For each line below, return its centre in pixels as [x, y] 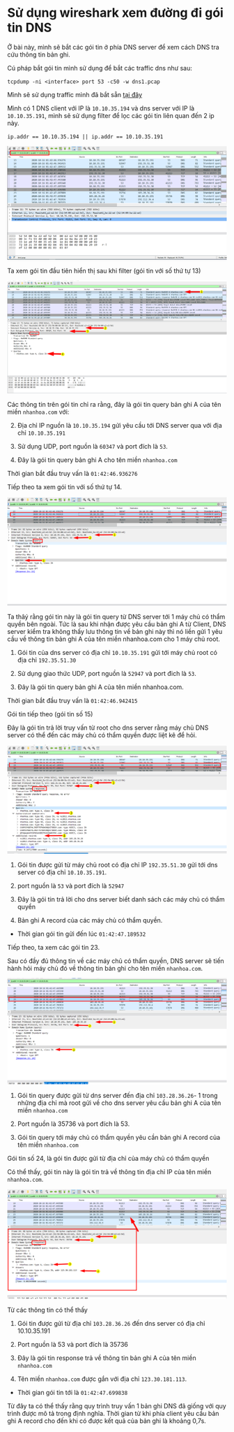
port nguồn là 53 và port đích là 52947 [71, 886]
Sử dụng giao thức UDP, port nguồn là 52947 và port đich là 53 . [107, 673]
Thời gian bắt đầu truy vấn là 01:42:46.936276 [72, 473]
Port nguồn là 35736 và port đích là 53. [73, 1124]
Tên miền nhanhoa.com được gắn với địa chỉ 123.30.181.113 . [102, 1379]
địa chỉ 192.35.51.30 [47, 660]
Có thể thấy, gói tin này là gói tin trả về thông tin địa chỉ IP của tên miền [109, 1171]
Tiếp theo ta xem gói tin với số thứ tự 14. [65, 486]
